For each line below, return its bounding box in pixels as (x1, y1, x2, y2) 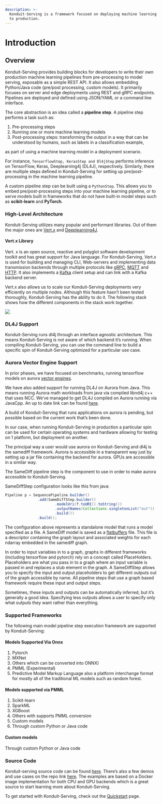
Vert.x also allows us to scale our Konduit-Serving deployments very (5, 284, 141, 290)
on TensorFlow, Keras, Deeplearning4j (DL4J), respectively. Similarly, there (5, 164, 155, 169)
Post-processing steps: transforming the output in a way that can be (12, 134, 148, 140)
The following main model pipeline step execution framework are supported (5, 623, 156, 629)
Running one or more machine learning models (12, 129, 105, 135)
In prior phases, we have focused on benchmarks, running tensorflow (5, 370, 144, 376)
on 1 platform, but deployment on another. (5, 435, 88, 441)
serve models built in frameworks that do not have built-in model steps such (5, 194, 157, 199)
